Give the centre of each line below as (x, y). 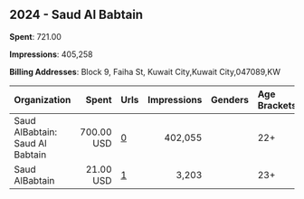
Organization (43, 99)
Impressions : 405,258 (51, 54)
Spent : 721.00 (35, 36)
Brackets (277, 105)
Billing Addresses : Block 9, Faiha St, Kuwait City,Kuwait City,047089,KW (145, 71)
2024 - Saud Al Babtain (76, 15)
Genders (230, 99)
